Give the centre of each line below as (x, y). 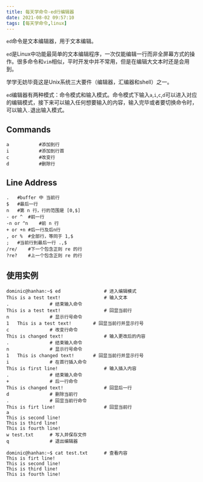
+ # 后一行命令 (42, 381)
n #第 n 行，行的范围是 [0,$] (43, 210)
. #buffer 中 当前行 (33, 198)
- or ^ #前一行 (25, 217)
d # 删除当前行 (42, 394)
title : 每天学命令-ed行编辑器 (40, 12)
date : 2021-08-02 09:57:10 (40, 18)
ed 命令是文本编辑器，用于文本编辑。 (52, 41)
